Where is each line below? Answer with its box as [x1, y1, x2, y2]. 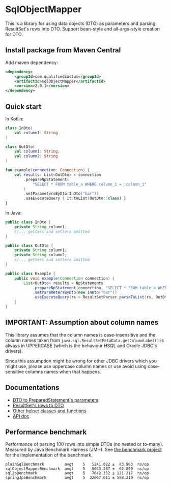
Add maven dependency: [5, 59, 58, 66]
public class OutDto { [5, 243, 53, 248]
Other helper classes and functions [12, 408, 87, 414]
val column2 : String [14, 154, 58, 159]
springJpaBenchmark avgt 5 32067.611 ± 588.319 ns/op [5, 475, 149, 480]
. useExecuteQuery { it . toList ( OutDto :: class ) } [23, 196, 126, 201]
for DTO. [5, 31, 23, 37]
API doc [12, 413, 30, 419]
